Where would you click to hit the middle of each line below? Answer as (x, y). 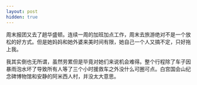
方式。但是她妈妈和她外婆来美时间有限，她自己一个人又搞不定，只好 (103, 42)
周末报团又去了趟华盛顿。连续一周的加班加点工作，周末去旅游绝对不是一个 (96, 34)
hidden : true (22, 17)
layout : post (22, 11)
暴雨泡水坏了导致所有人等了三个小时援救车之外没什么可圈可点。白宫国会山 (96, 69)
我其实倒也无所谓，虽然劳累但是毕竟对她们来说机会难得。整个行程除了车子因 (98, 62)
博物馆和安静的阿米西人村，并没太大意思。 (67, 76)
